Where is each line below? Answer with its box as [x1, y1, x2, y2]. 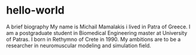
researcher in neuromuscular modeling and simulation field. [6, 42, 152, 49]
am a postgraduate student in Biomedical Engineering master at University [6, 29, 188, 36]
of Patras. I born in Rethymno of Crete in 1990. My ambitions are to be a [6, 35, 181, 43]
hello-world [6, 4, 65, 17]
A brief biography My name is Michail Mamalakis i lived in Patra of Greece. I [6, 23, 191, 30]
